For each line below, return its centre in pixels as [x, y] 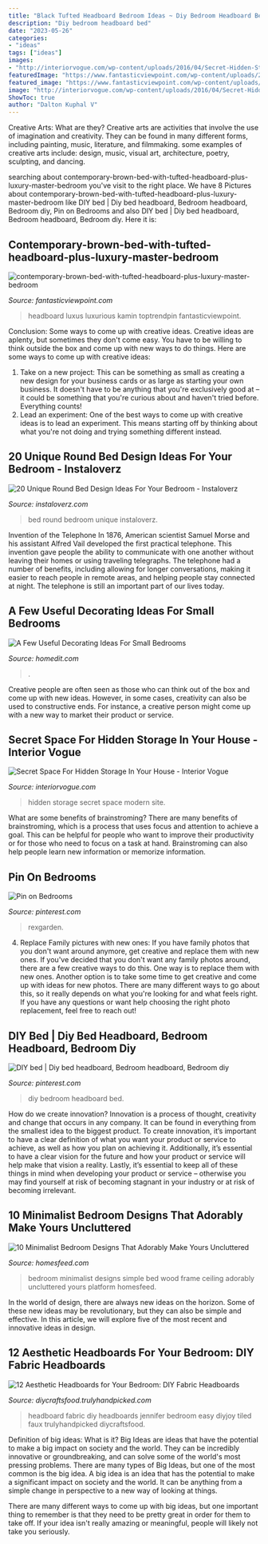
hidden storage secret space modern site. [97, 802]
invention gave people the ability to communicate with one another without [131, 551]
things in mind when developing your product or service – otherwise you [127, 1173]
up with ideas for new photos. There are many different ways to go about [140, 985]
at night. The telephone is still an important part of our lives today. [116, 586]
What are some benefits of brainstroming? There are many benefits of [123, 818]
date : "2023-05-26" [41, 30]
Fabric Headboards [57, 1365]
